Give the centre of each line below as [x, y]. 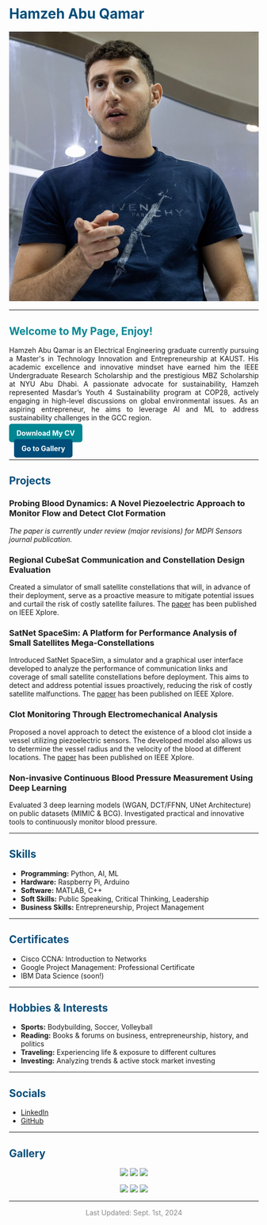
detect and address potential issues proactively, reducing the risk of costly [131, 686]
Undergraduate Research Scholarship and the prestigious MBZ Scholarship [134, 375]
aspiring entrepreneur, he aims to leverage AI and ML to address [134, 409]
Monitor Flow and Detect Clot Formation [87, 513]
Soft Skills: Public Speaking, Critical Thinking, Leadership [114, 898]
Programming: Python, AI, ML [70, 873]
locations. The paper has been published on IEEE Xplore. [102, 757]
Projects [30, 481]
